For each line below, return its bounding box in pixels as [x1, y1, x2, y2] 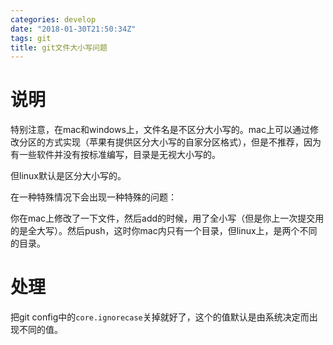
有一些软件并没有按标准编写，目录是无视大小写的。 [10, 149, 221, 161]
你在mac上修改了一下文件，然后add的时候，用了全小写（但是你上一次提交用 [10, 212, 325, 225]
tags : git [10, 33, 52, 43]
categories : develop [10, 14, 97, 25]
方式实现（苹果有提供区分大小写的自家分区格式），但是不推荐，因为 [44, 136, 322, 148]
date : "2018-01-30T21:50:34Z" [10, 24, 137, 34]
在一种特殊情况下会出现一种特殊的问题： [10, 191, 177, 203]
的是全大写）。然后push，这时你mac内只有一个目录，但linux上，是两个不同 [10, 225, 318, 237]
